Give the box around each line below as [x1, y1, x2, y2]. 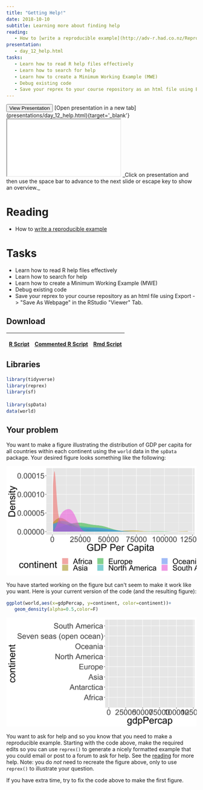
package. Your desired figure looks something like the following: [6, 454, 166, 461]
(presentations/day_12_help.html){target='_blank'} [6, 112, 130, 119]
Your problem [6, 425, 59, 436]
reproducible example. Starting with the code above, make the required [6, 739, 184, 746]
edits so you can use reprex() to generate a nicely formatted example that [6, 746, 192, 753]
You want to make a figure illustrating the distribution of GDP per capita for [6, 441, 192, 448]
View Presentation [9, 105, 50, 111]
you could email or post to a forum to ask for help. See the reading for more [6, 752, 195, 760]
